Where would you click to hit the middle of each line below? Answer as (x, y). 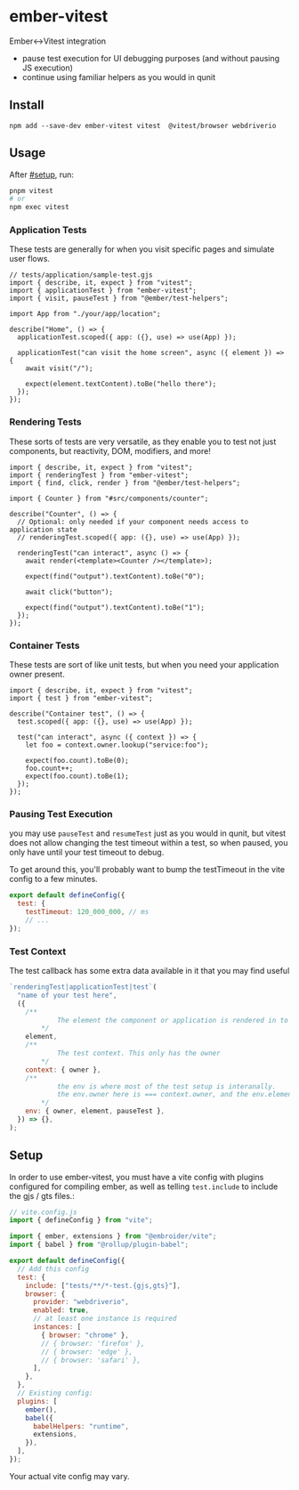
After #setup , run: (41, 174)
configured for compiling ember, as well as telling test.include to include (144, 1186)
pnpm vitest (31, 190)
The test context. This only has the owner (138, 1053)
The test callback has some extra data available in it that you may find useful (149, 971)
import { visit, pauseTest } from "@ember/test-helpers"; (119, 299)
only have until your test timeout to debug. (87, 853)
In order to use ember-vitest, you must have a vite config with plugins (137, 1177)
